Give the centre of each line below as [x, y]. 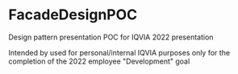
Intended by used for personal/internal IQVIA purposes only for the [119, 52]
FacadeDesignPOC [73, 15]
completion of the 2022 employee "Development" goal [99, 61]
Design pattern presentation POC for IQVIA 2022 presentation [111, 37]
